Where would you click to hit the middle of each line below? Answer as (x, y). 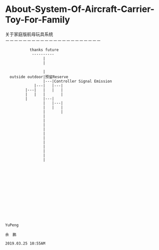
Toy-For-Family (38, 20)
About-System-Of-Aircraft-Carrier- (80, 9)
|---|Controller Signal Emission (78, 81)
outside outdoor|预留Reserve (39, 77)
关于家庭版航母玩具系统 (29, 34)
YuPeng (12, 225)
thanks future (44, 50)
